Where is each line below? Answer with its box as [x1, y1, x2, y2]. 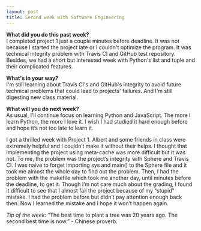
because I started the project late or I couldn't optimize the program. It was [6, 43, 191, 51]
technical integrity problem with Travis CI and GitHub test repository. [6, 50, 176, 57]
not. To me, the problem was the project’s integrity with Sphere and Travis [6, 155, 189, 162]
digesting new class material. [6, 94, 79, 101]
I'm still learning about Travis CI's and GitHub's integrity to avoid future [6, 80, 182, 88]
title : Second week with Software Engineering [6, 14, 125, 20]
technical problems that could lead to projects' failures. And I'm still [6, 87, 173, 94]
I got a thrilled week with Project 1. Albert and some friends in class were [6, 136, 186, 143]
